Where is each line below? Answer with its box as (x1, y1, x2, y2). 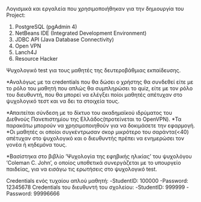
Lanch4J (14, 49, 37, 56)
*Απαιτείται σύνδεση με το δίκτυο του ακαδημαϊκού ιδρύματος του (6, 109, 172, 116)
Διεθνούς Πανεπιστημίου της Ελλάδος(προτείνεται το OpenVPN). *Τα (6, 115, 182, 123)
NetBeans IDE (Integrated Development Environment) (14, 29, 147, 37)
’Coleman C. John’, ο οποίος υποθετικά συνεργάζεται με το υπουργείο (6, 159, 181, 166)
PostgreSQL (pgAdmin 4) (14, 23, 77, 30)
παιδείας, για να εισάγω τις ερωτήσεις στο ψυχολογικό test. (6, 165, 157, 173)
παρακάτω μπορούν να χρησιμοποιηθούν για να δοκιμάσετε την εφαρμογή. (6, 122, 195, 129)
